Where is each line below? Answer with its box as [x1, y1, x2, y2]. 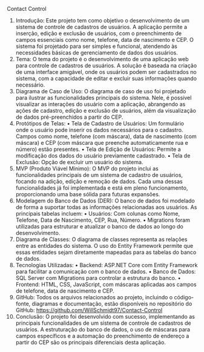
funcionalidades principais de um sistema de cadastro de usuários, [15, 171, 183, 178]
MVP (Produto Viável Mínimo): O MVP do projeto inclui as [15, 165, 159, 172]
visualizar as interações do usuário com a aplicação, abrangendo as [15, 101, 186, 108]
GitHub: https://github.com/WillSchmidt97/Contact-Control [15, 307, 163, 314]
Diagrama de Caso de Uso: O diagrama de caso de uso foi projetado [15, 88, 186, 95]
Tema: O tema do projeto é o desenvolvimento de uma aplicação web [15, 56, 189, 62]
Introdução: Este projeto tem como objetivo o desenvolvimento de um [15, 17, 190, 24]
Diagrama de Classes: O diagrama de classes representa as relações [15, 236, 188, 243]
